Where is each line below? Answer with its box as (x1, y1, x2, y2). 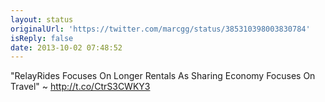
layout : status (10, 14, 74, 25)
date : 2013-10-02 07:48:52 (10, 42, 123, 53)
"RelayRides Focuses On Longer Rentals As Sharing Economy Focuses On (10, 70, 316, 82)
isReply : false (10, 33, 74, 43)
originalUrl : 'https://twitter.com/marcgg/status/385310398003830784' (10, 24, 311, 34)
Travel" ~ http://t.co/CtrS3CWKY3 (10, 81, 151, 93)
